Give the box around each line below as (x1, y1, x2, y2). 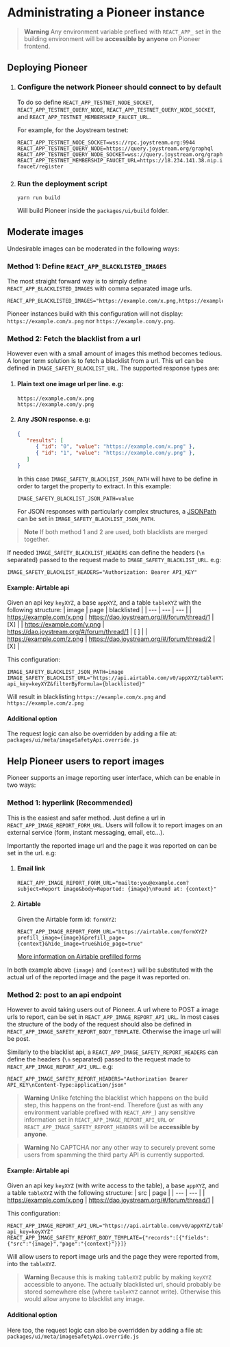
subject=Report (16, 885, 61, 892)
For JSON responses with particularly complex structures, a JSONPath (16, 507, 217, 515)
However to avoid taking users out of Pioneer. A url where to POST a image (7, 1005, 219, 1014)
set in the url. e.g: (7, 848, 57, 857)
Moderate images (7, 226, 84, 238)
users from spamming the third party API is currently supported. (23, 1150, 205, 1159)
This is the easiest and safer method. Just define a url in (7, 814, 166, 822)
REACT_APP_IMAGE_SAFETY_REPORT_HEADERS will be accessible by (23, 1123, 200, 1131)
